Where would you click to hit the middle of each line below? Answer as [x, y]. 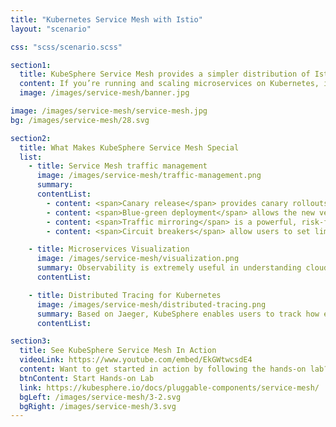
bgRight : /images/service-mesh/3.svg [98, 406]
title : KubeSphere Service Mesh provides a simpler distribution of [165, 74]
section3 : [31, 341]
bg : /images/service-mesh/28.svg [80, 120]
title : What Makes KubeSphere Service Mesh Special [129, 147]
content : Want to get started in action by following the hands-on [163, 369]
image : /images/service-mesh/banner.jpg [104, 93]
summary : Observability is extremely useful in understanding [169, 268]
